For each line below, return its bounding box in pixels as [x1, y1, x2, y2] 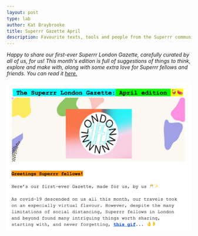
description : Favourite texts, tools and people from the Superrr [6, 34, 173, 41]
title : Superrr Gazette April [6, 28, 81, 34]
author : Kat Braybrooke [6, 22, 65, 28]
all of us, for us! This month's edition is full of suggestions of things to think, [6, 58, 191, 65]
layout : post [6, 9, 39, 15]
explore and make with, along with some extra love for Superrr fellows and [6, 64, 188, 71]
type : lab [6, 15, 31, 22]
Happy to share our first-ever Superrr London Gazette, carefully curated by [6, 51, 190, 58]
